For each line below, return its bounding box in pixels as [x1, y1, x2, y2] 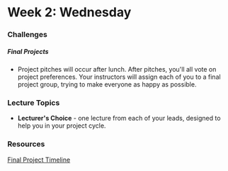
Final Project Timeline [7, 155, 71, 164]
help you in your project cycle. [17, 121, 106, 130]
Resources [7, 139, 45, 149]
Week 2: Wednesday [7, 4, 132, 21]
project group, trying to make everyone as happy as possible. [17, 80, 197, 89]
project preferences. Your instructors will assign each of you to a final [17, 72, 221, 82]
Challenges [7, 30, 47, 40]
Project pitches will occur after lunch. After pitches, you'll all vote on [17, 65, 217, 74]
